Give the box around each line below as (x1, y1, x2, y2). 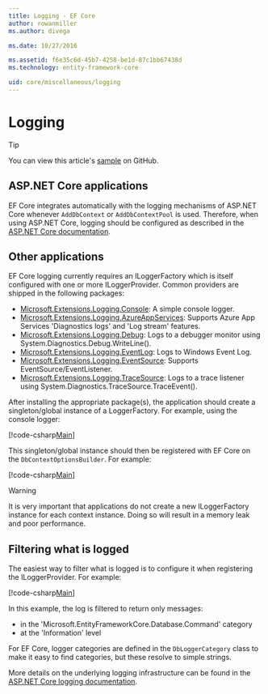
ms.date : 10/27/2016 (8, 41, 78, 49)
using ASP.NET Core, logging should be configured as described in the (8, 218, 245, 228)
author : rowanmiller (8, 19, 78, 28)
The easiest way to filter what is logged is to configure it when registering (8, 564, 253, 573)
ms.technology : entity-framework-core (8, 64, 139, 72)
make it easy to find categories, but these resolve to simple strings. (8, 653, 232, 662)
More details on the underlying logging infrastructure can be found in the (8, 668, 251, 678)
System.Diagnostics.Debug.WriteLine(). (19, 338, 152, 348)
